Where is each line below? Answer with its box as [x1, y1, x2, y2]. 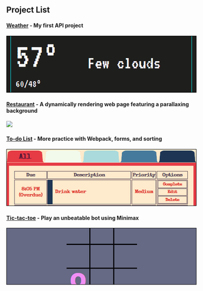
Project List [6, 5, 50, 15]
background [6, 107, 38, 115]
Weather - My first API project [6, 21, 84, 29]
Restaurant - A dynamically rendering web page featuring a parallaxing [6, 101, 189, 108]
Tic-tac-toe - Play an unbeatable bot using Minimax [6, 214, 139, 221]
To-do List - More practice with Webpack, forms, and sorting [6, 135, 162, 142]
